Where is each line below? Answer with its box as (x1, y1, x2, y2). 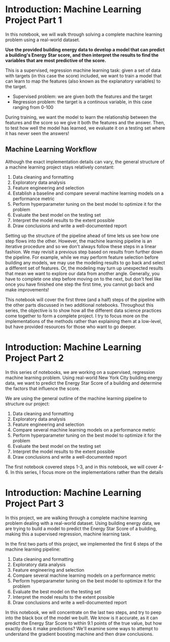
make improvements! (5, 286, 49, 292)
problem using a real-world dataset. (5, 37, 80, 43)
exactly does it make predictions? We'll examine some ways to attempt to (5, 625, 158, 631)
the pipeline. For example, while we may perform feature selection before (5, 254, 159, 260)
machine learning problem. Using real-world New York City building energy (5, 374, 162, 381)
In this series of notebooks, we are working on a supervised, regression (5, 369, 155, 375)
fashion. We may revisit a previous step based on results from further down (5, 249, 163, 255)
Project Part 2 (5, 352, 64, 364)
